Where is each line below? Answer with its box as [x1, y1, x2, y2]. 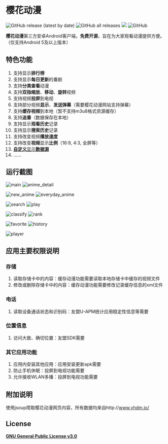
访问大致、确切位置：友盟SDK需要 [13, 334, 85, 340]
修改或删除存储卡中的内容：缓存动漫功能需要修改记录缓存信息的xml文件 [13, 282, 163, 288]
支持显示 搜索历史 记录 [13, 127, 58, 133]
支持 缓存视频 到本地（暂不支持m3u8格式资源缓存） [13, 108, 119, 114]
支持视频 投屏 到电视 [13, 95, 54, 101]
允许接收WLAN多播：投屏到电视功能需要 [13, 374, 98, 380]
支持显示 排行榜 [13, 70, 45, 76]
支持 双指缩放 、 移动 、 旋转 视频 [13, 89, 76, 95]
